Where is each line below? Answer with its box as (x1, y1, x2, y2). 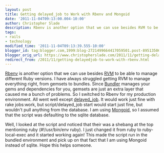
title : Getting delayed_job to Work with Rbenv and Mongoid (5, 12, 130, 17)
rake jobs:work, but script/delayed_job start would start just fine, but (5, 102, 143, 108)
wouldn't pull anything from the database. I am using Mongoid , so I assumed (5, 107, 159, 113)
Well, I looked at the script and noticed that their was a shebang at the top (5, 122, 154, 128)
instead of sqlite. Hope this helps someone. (5, 142, 92, 148)
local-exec (5, 132, 26, 138)
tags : (5, 30, 16, 35)
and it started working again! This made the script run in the (27, 132, 148, 138)
